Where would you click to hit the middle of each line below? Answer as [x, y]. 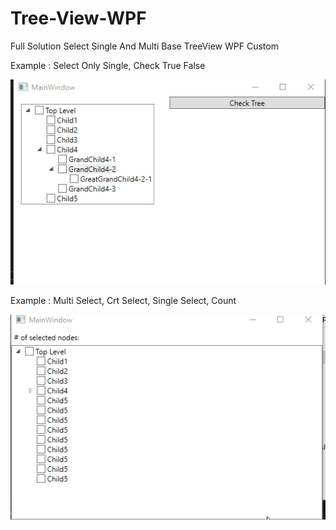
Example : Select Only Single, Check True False [108, 65]
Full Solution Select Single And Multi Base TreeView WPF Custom [144, 46]
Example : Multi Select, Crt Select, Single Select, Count [123, 300]
